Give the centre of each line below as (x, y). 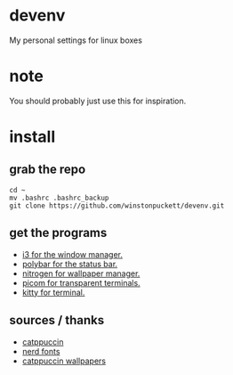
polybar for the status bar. (70, 264)
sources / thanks (57, 320)
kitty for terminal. (53, 292)
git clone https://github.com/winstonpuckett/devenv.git (117, 206)
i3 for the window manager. (72, 254)
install (32, 137)
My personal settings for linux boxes (76, 40)
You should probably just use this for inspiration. (98, 101)
